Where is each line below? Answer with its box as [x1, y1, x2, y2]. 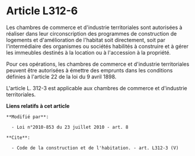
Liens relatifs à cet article [6, 102, 70, 109]
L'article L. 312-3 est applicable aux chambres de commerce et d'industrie [6, 84, 188, 91]
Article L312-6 [6, 4, 78, 18]
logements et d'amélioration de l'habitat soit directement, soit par [6, 36, 166, 43]
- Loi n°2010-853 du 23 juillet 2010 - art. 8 [11, 124, 129, 130]
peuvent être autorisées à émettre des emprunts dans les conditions [6, 66, 173, 74]
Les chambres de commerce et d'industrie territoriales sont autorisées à [6, 24, 183, 31]
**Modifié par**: [6, 114, 49, 120]
